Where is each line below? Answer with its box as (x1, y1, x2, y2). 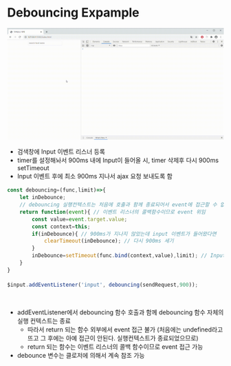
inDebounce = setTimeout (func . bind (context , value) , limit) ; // (32, 252, 208, 259)
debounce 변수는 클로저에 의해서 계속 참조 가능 (16, 351, 145, 359)
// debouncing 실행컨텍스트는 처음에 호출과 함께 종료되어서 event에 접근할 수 (19, 201, 218, 208)
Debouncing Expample (7, 5, 140, 21)
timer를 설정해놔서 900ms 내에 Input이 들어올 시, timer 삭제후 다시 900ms (16, 156, 219, 165)
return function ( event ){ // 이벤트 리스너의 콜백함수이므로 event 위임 (19, 208, 206, 215)
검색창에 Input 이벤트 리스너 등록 (16, 148, 105, 156)
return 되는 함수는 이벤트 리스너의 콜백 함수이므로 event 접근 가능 (27, 343, 203, 351)
